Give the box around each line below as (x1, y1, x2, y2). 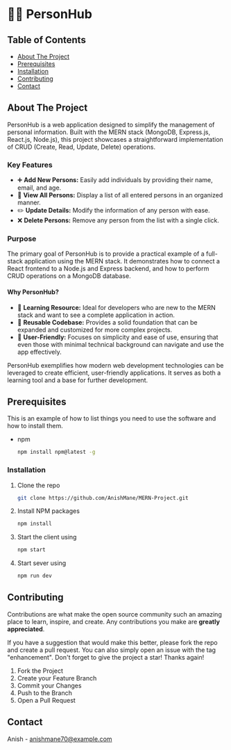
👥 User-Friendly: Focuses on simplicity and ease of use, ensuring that (17, 333, 219, 341)
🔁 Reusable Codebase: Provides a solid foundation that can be (17, 318, 198, 326)
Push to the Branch (17, 688, 73, 697)
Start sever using (17, 559, 67, 567)
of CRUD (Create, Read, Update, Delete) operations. (7, 142, 156, 151)
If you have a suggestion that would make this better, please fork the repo (7, 638, 218, 646)
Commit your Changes (17, 681, 82, 690)
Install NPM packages (17, 507, 80, 515)
